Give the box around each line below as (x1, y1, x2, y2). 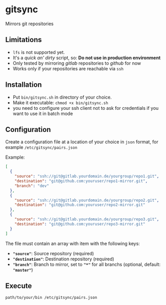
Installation (5, 81, 42, 89)
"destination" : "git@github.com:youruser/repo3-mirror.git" (14, 221, 146, 226)
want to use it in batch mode (12, 110, 73, 117)
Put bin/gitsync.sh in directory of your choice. (12, 94, 112, 100)
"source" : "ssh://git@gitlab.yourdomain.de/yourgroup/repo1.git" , (14, 174, 159, 179)
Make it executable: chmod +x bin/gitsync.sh (12, 99, 109, 106)
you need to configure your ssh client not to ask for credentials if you (12, 105, 159, 111)
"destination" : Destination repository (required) (12, 256, 114, 262)
